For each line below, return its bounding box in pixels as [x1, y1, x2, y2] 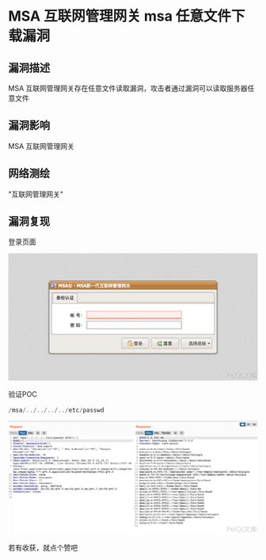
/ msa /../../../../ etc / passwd [8, 406, 104, 414]
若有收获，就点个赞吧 [8, 543, 78, 553]
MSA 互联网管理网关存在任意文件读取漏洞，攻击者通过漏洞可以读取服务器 [8, 84, 248, 93]
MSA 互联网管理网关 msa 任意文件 [8, 7, 232, 25]
